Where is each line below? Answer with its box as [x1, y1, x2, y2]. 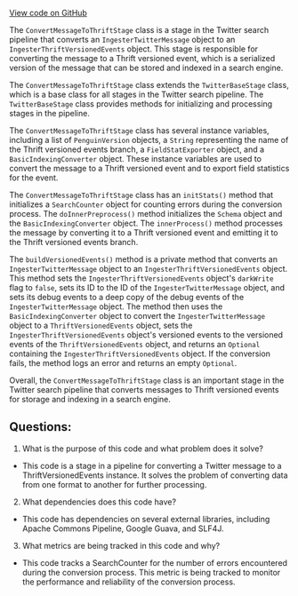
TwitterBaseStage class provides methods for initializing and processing [9, 99, 273, 109]
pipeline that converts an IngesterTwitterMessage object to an [9, 35, 236, 44]
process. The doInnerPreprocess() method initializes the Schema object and [9, 209, 283, 219]
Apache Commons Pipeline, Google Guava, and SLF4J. [21, 523, 224, 534]
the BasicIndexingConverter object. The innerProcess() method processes [9, 218, 283, 228]
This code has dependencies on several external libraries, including [21, 513, 270, 524]
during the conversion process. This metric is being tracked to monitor [21, 567, 281, 577]
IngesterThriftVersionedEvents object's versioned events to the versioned [9, 330, 283, 340]
